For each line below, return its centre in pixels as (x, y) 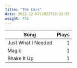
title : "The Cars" (23, 9)
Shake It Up (20, 58)
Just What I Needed (30, 43)
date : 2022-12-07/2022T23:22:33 (37, 14)
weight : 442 (17, 18)
